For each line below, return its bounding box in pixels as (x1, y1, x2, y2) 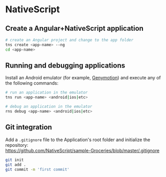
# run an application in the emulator (5, 90, 88, 95)
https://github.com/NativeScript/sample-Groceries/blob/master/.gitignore (5, 147, 160, 153)
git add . (5, 162, 27, 167)
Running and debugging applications (5, 61, 125, 70)
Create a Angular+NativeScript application (5, 24, 144, 33)
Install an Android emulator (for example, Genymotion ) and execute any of (5, 75, 161, 81)
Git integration (5, 123, 52, 131)
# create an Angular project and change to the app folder (5, 37, 134, 42)
